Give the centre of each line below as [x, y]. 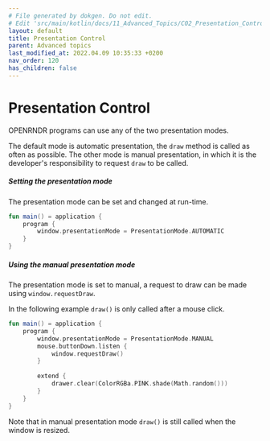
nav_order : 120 [34, 61]
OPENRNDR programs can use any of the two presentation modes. [119, 130]
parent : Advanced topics [50, 46]
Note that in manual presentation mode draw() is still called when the [122, 421]
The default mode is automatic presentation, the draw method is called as [129, 146]
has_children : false [43, 68]
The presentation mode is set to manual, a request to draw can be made [128, 285]
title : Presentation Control [57, 38]
